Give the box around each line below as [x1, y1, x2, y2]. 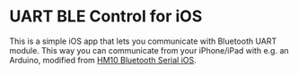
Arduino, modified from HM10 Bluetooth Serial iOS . [9, 54, 197, 65]
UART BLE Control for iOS [9, 6, 203, 27]
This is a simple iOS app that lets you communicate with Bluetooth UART [9, 36, 277, 46]
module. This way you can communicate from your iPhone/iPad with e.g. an [9, 45, 289, 55]
